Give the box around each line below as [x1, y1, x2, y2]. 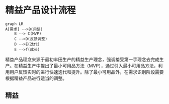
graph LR [5, 21, 24, 26]
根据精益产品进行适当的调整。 [5, 75, 67, 81]
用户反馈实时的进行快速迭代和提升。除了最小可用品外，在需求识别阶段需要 [9, 68, 164, 75]
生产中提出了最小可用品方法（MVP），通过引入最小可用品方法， [27, 62, 158, 68]
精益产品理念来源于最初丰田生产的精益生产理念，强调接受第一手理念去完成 [5, 56, 159, 62]
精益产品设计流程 [5, 4, 76, 16]
